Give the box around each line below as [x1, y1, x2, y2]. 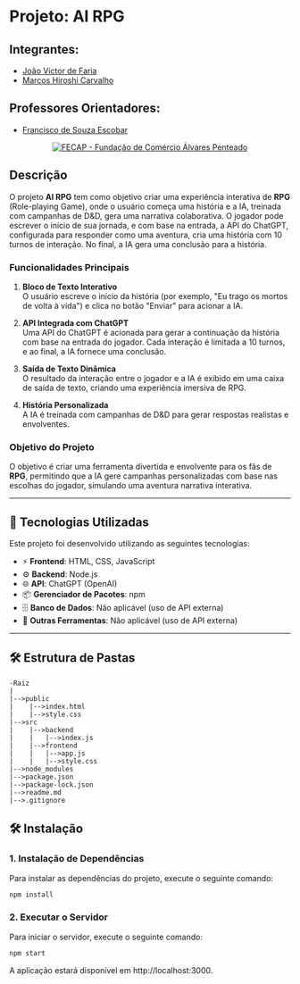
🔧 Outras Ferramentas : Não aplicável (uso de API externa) [21, 615, 238, 626]
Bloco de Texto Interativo [21, 281, 118, 292]
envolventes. [21, 418, 70, 429]
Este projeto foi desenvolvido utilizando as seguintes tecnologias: [9, 538, 250, 549]
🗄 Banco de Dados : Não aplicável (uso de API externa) [21, 603, 224, 613]
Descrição [9, 168, 68, 183]
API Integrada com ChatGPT [21, 317, 129, 328]
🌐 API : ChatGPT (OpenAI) [21, 579, 118, 589]
